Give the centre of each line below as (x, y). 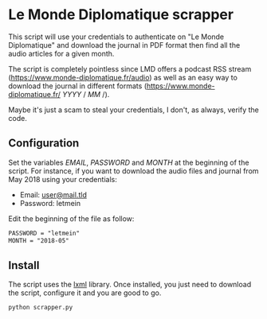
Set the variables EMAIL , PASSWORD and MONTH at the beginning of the (129, 162)
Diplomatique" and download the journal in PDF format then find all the (124, 45)
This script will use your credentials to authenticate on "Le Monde (116, 37)
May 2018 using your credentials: (63, 179)
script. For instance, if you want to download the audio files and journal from (133, 171)
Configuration (44, 144)
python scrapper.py (41, 308)
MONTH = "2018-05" (39, 240)
